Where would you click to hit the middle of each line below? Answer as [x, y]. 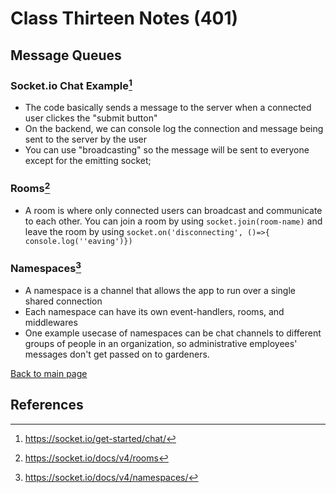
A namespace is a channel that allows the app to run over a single [160, 290]
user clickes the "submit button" [91, 118]
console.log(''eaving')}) [78, 242]
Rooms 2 [30, 188]
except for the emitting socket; [88, 161]
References [47, 405]
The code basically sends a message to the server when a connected [168, 108]
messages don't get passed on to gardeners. [117, 354]
